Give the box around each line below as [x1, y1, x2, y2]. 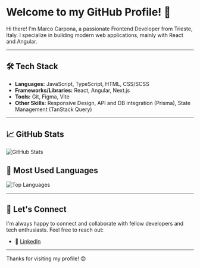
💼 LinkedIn [14, 238, 41, 245]
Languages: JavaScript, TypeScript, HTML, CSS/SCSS [14, 80, 150, 87]
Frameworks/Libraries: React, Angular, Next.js [14, 87, 130, 94]
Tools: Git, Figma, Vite [14, 93, 70, 100]
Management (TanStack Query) [14, 106, 92, 113]
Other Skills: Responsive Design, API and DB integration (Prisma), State [14, 99, 191, 106]
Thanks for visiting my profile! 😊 [6, 255, 86, 262]
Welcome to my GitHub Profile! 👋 [6, 5, 171, 19]
